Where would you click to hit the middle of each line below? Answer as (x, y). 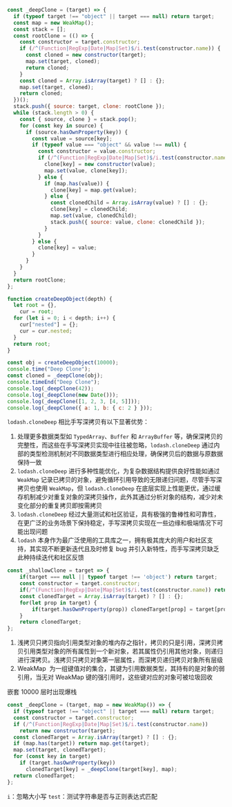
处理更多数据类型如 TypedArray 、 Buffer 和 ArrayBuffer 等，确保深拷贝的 (120, 436)
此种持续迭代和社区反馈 (50, 557)
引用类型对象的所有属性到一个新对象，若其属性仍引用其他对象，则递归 (123, 651)
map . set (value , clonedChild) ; (94, 216)
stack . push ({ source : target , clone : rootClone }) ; (89, 106)
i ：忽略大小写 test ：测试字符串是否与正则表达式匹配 (82, 796)
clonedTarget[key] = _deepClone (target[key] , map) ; (101, 769)
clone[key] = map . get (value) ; (94, 190)
